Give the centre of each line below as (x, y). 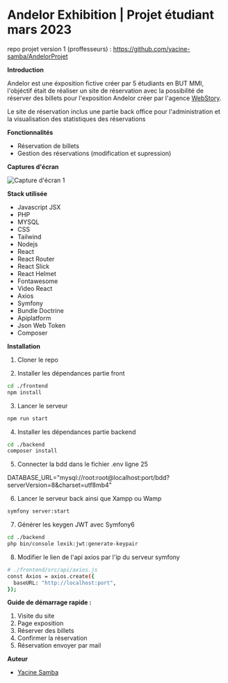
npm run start (28, 418)
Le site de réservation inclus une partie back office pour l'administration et (114, 111)
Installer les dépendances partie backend (76, 432)
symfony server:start (39, 511)
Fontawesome (38, 281)
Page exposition (40, 623)
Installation (24, 346)
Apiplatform (34, 318)
